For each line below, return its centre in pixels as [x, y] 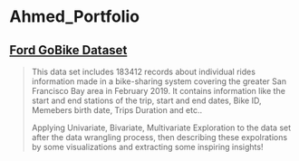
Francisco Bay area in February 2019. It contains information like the [158, 91]
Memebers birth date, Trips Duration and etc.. [116, 110]
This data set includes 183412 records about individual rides [144, 71]
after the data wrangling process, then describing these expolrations [159, 137]
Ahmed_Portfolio [75, 17]
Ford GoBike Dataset [68, 50]
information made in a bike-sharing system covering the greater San [159, 81]
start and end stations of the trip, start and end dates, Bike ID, [146, 100]
